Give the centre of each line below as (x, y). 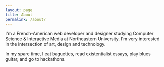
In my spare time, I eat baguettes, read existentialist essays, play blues (78, 54)
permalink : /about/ (26, 19)
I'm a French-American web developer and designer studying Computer (79, 34)
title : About (19, 15)
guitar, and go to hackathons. (36, 59)
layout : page (19, 10)
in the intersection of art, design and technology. (55, 44)
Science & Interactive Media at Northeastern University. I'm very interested (83, 39)
